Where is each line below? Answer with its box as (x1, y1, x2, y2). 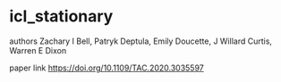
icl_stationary (9, 6, 114, 27)
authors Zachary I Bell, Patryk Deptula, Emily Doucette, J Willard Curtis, (9, 36, 273, 46)
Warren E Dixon (9, 45, 67, 55)
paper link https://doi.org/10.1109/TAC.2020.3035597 (9, 62, 204, 73)
